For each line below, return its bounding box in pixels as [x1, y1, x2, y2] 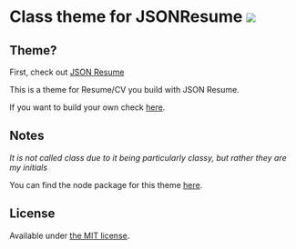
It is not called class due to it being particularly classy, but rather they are [9, 152, 287, 163]
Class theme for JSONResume [9, 6, 243, 27]
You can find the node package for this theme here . [9, 179, 203, 190]
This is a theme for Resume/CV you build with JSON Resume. [9, 85, 240, 95]
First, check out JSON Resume [9, 66, 125, 77]
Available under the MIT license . [9, 230, 130, 241]
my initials [9, 162, 48, 173]
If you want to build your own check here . [9, 102, 166, 113]
